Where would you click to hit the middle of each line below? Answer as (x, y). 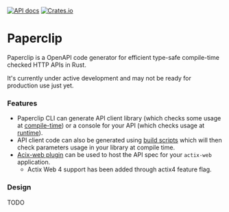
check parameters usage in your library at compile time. (96, 147)
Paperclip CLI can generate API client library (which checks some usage (119, 118)
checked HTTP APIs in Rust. (47, 65)
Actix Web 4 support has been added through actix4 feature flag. (119, 169)
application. (34, 162)
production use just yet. (40, 85)
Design (19, 187)
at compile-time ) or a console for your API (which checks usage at (111, 126)
